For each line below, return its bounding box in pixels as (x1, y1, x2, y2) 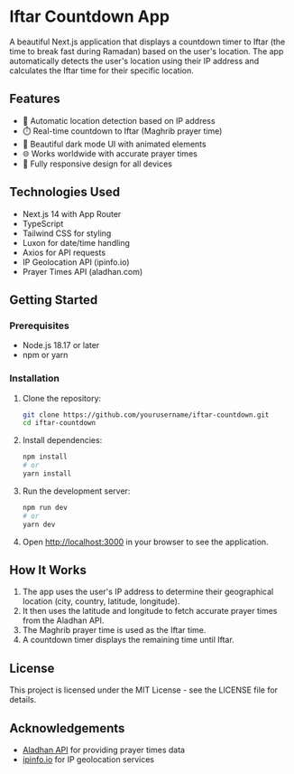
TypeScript (22, 218, 64, 229)
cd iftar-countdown (22, 419, 96, 428)
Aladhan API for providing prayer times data (22, 744, 186, 755)
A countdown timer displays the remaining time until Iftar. (22, 635, 234, 646)
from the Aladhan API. (22, 615, 105, 626)
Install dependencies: (22, 435, 103, 446)
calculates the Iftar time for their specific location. (9, 65, 194, 76)
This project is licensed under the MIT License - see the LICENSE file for (9, 684, 278, 695)
